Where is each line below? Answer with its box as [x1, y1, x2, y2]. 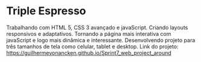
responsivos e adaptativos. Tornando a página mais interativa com [6, 30, 171, 37]
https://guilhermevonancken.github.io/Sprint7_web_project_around [6, 49, 172, 56]
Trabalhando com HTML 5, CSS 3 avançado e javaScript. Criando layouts [6, 24, 188, 31]
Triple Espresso [6, 4, 86, 18]
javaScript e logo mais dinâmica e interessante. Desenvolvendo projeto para [6, 36, 196, 44]
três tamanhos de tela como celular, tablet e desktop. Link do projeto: [6, 43, 179, 50]
